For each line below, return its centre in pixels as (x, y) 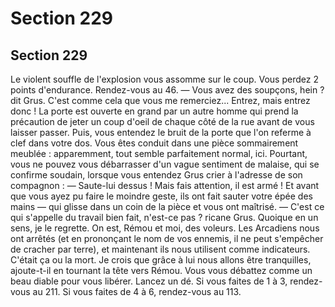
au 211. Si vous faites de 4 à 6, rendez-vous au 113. (137, 291)
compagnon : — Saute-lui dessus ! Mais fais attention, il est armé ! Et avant (165, 185)
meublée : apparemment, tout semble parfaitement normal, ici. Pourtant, (159, 153)
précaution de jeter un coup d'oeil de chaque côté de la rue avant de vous (162, 121)
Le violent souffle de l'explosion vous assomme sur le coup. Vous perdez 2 (164, 79)
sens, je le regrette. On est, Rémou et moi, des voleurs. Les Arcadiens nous (165, 228)
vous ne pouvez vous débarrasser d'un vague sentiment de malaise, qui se (165, 164)
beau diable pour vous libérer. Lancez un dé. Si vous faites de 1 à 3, (149, 281)
